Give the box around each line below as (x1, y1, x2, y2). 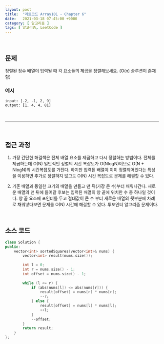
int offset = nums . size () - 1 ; (22, 271, 86, 276)
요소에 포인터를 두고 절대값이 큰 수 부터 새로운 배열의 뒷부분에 (29, 195, 146, 201)
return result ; (22, 326, 54, 331)
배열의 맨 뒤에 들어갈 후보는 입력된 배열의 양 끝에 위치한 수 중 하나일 (17, 190, 146, 195)
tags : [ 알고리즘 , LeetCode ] (5, 25, 62, 30)
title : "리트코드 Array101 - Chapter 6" (5, 12, 86, 17)
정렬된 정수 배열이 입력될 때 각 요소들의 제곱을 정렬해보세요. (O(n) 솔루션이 (5, 68, 147, 74)
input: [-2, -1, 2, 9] (5, 98, 51, 104)
